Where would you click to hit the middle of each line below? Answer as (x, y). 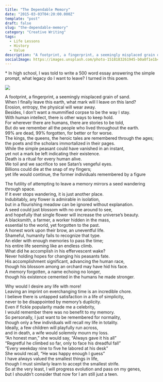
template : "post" (23, 18)
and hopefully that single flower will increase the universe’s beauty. (72, 215)
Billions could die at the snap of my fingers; (48, 169)
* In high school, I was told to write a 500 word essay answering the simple (80, 73)
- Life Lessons (25, 41)
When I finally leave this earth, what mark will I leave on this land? (71, 102)
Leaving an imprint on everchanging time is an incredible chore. (69, 291)
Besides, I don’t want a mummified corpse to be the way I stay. (68, 112)
